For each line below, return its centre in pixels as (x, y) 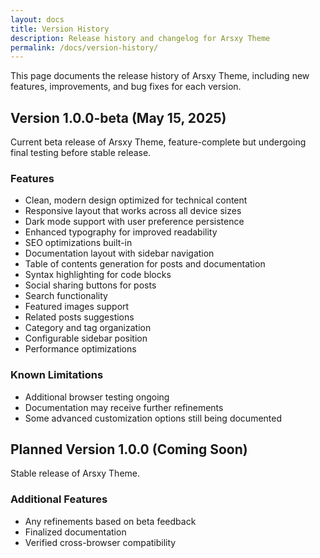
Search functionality (66, 296)
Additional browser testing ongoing (97, 397)
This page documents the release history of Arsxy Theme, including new (160, 76)
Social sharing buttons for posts (90, 285)
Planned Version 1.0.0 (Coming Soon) (129, 449)
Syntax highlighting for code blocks (98, 275)
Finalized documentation (75, 532)
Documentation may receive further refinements (124, 407)
